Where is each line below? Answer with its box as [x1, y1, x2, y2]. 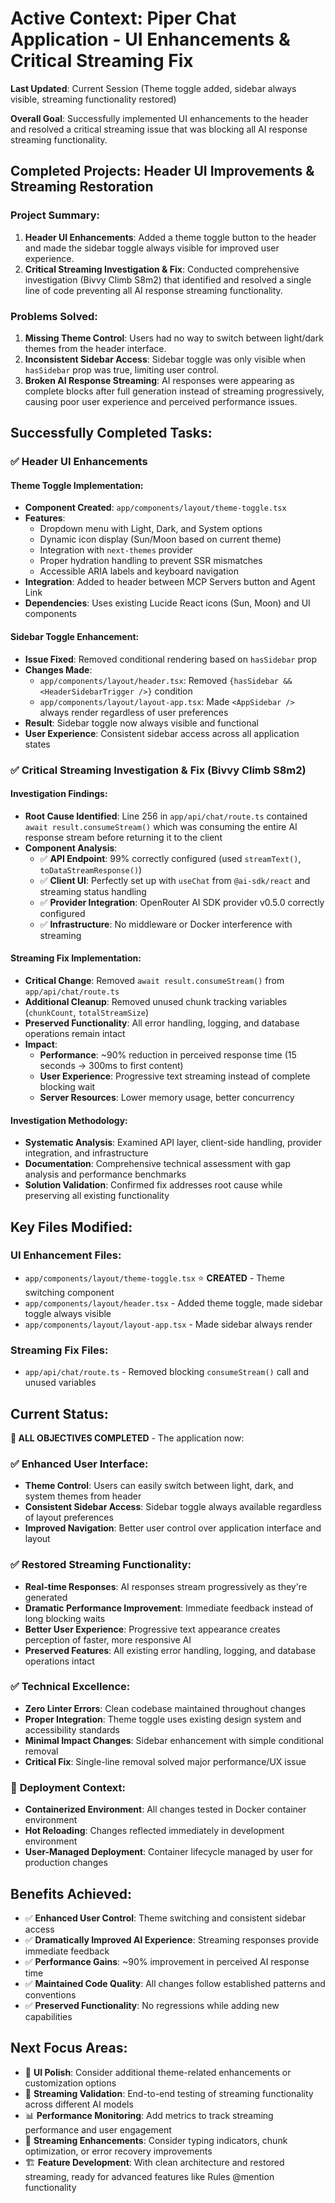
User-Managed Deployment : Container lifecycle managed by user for [24, 1846, 314, 1858]
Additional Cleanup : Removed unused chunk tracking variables [24, 995, 288, 1007]
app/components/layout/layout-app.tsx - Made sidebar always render [24, 1318, 313, 1330]
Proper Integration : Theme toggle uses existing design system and [24, 1713, 302, 1725]
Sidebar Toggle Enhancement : [10, 631, 140, 643]
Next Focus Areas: [10, 2040, 128, 2057]
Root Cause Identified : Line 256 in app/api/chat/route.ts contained [24, 810, 308, 822]
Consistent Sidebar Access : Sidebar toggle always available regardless [24, 1501, 322, 1513]
